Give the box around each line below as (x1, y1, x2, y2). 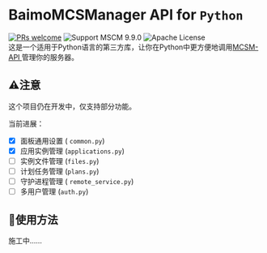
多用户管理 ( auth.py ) (19, 187, 89, 196)
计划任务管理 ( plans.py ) (19, 166, 100, 176)
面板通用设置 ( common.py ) (19, 135, 105, 145)
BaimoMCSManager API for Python (8, 6, 244, 24)
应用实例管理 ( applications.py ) (19, 146, 125, 156)
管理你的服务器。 (21, 52, 79, 62)
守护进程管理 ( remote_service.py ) (19, 177, 134, 186)
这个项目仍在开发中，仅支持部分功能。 (8, 101, 136, 111)
